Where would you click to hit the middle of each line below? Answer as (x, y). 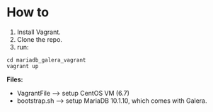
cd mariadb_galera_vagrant (46, 60)
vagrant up (23, 66)
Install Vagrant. (39, 32)
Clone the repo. (40, 39)
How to (28, 12)
